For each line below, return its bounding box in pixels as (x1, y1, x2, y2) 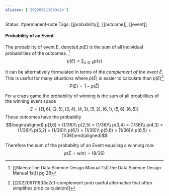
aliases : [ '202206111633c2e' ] (5, 7, 69, 13)
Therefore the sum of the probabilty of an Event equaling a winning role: (5, 142, 155, 148)
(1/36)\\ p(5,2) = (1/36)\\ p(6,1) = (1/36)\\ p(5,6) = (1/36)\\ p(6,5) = (17, 127, 152, 133)
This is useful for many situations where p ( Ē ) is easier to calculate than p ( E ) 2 (5, 74, 164, 81)
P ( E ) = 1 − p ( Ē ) (69, 83, 100, 89)
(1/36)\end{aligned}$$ (61, 132, 108, 139)
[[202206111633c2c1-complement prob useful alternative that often (12, 179, 152, 185)
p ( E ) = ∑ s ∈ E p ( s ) (66, 58, 103, 66)
